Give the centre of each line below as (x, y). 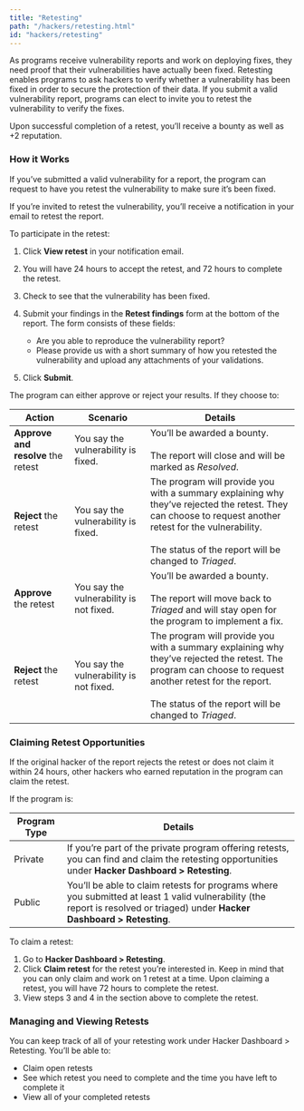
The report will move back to (211, 598)
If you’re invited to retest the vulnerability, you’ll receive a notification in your (152, 206)
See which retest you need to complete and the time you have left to (150, 1078)
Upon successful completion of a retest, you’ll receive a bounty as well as (147, 126)
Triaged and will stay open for (214, 609)
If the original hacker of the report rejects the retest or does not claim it (142, 762)
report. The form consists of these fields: (99, 323)
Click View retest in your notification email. (103, 251)
